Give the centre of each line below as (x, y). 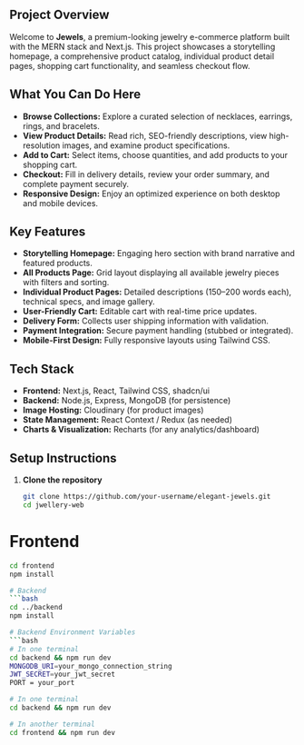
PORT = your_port (42, 683)
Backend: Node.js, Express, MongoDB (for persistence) (127, 401)
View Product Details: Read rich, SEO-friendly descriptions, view (145, 135)
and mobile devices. (60, 203)
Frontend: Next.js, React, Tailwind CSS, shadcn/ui (116, 391)
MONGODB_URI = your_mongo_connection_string (91, 666)
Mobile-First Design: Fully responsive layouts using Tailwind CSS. (146, 341)
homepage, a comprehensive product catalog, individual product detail (142, 56)
